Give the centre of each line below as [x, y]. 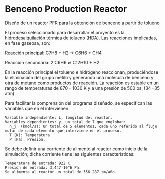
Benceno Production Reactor [66, 9]
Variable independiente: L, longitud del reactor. [59, 117]
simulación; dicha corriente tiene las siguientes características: [70, 154]
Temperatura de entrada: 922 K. [39, 163]
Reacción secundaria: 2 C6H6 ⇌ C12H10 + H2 [52, 62]
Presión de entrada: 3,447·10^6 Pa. [43, 167]
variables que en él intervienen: [37, 108]
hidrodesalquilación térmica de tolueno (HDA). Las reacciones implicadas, [81, 38]
